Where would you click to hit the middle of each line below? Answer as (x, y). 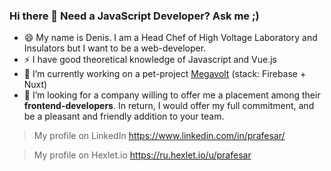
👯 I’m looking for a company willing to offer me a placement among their (172, 95)
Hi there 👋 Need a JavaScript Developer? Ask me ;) (134, 16)
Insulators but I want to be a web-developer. (115, 48)
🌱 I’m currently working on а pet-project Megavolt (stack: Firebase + (165, 74)
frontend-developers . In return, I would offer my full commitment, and (169, 106)
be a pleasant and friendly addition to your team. (124, 116)
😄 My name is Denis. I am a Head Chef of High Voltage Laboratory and (170, 38)
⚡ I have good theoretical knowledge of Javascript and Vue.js (150, 60)
